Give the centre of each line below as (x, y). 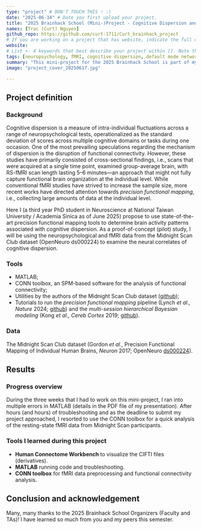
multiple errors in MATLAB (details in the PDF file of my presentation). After (99, 406)
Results (21, 370)
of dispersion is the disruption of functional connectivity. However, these (96, 154)
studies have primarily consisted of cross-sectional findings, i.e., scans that (100, 160)
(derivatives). (31, 460)
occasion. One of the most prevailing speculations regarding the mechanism (101, 147)
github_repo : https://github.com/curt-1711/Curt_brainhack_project (93, 34)
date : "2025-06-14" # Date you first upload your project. (82, 17)
